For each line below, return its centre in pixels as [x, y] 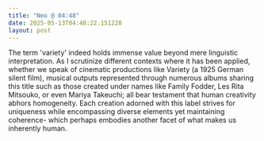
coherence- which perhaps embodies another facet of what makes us [122, 120]
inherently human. [38, 128]
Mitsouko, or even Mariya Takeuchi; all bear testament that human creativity [132, 95]
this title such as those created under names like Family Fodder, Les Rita [126, 86]
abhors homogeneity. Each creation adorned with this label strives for [122, 103]
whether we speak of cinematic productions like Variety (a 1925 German [126, 70]
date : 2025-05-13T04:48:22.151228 [65, 23]
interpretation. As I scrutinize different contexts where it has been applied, [129, 61]
